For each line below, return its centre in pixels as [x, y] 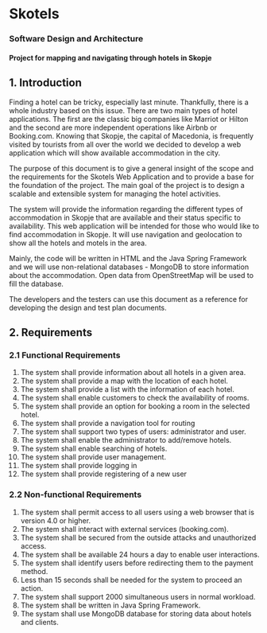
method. [34, 571]
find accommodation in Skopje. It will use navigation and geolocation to [126, 234]
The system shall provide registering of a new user [104, 474]
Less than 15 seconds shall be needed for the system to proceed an [131, 580]
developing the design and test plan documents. [88, 307]
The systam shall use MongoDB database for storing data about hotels [136, 613]
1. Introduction [45, 83]
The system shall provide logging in [79, 466]
